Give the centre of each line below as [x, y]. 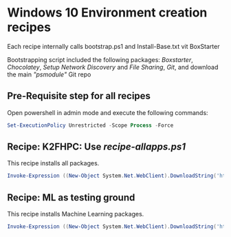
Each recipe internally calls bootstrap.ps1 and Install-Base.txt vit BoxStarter [113, 46]
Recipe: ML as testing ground [71, 197]
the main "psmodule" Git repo [49, 74]
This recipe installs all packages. [53, 163]
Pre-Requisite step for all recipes [79, 96]
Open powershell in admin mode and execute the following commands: [108, 112]
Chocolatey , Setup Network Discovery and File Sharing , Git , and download [113, 67]
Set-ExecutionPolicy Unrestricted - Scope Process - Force [90, 125]
